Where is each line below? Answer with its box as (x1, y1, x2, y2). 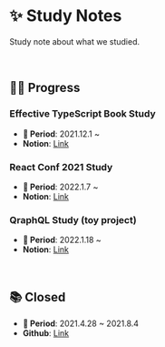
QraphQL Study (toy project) (9, 213, 138, 226)
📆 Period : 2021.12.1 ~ (22, 128, 100, 139)
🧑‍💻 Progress (9, 80, 81, 96)
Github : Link (22, 328, 70, 339)
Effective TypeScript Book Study (9, 107, 156, 120)
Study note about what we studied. (9, 36, 141, 46)
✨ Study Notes (9, 5, 122, 26)
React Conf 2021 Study (9, 160, 113, 173)
